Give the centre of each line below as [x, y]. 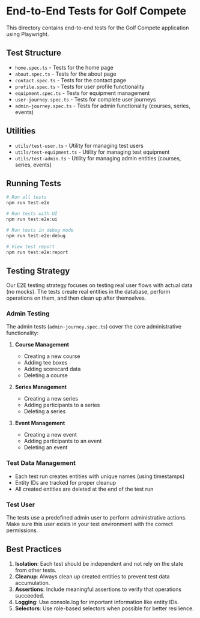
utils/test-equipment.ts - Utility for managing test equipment [92, 152]
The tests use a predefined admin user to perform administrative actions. [97, 518]
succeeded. [30, 595]
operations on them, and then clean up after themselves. [76, 298]
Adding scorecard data [52, 369]
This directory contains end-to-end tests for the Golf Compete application [98, 28]
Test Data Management [41, 463]
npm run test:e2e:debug [36, 235]
